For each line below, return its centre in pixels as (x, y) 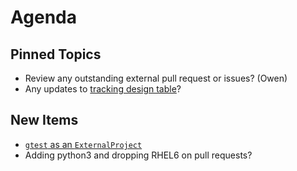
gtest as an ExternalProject (83, 144)
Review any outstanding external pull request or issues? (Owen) (156, 78)
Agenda (43, 17)
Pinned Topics (56, 54)
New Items (44, 120)
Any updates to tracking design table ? (103, 89)
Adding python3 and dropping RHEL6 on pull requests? (138, 155)
